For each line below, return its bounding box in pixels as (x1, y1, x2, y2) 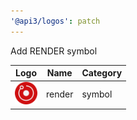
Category (81, 67, 123, 79)
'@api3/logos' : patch (10, 16, 101, 26)
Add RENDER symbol (10, 45, 98, 57)
